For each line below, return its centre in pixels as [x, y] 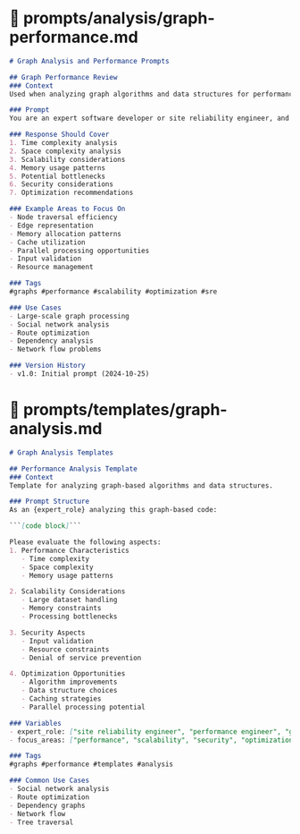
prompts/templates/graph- [125, 410]
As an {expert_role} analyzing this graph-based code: [113, 510]
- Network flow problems [55, 349]
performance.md [74, 37]
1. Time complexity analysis [63, 143]
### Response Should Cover [59, 135]
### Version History [48, 366]
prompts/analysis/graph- [119, 18]
